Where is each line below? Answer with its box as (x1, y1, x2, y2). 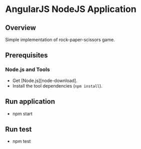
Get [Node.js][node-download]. (12, 77, 77, 83)
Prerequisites (5, 51, 48, 59)
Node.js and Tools (5, 66, 50, 73)
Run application (5, 97, 55, 106)
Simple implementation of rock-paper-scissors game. (5, 36, 115, 42)
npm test (12, 138, 31, 144)
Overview (5, 23, 36, 32)
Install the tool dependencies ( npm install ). (12, 82, 102, 88)
